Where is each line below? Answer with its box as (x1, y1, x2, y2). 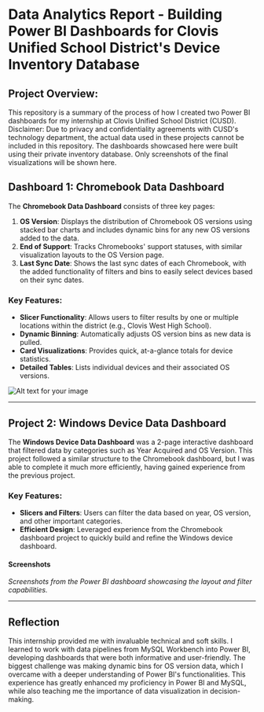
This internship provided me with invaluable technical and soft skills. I (8, 637, 233, 646)
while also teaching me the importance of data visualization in (8, 686, 208, 696)
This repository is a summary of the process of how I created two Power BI (8, 108, 251, 117)
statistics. (19, 354, 51, 364)
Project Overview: (8, 86, 98, 100)
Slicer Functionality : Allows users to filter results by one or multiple (19, 313, 239, 322)
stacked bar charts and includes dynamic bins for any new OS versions (19, 225, 250, 234)
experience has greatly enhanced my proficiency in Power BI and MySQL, (8, 678, 247, 688)
